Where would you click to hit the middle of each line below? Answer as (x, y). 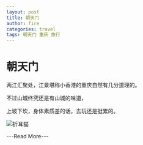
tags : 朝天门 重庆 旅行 (33, 35)
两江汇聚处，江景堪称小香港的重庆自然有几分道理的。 (73, 85)
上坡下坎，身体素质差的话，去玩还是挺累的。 (63, 111)
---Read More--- (28, 136)
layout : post (23, 12)
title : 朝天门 (23, 18)
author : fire (23, 23)
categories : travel (31, 29)
